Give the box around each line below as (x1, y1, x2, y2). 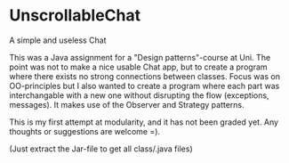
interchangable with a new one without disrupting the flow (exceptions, (9, 90, 269, 101)
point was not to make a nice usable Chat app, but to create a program (9, 61, 269, 72)
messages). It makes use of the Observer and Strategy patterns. (9, 99, 245, 110)
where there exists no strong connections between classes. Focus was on (9, 70, 280, 81)
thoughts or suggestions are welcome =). (9, 126, 161, 136)
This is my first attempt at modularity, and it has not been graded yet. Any (9, 117, 278, 127)
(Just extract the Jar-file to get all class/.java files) (9, 143, 193, 154)
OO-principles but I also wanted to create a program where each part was (9, 80, 280, 91)
